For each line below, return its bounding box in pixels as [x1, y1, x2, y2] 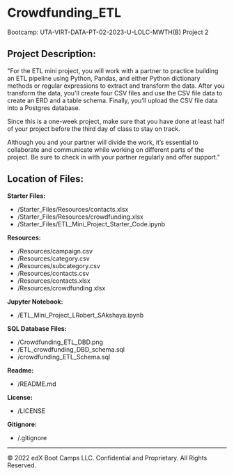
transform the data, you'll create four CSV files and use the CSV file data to [7, 88, 223, 97]
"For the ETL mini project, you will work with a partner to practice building [7, 66, 219, 75]
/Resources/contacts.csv [17, 269, 89, 277]
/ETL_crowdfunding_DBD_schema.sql [17, 345, 125, 353]
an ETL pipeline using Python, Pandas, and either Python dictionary [7, 74, 201, 82]
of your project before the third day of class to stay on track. [7, 124, 180, 133]
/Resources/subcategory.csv [17, 261, 101, 270]
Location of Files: [7, 173, 84, 185]
